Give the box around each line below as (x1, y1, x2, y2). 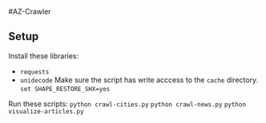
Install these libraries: (8, 51, 79, 61)
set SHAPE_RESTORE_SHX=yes (19, 85, 111, 93)
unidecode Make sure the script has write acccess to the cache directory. (19, 75, 259, 85)
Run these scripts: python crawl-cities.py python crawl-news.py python (8, 99, 247, 109)
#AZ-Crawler (8, 7, 51, 16)
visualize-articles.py (8, 107, 84, 115)
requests (19, 68, 50, 76)
